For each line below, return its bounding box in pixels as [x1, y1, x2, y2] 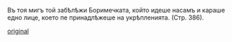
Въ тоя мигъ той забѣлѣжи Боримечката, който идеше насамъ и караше [7, 6, 226, 14]
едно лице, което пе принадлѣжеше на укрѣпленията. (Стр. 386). [7, 13, 205, 22]
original [7, 27, 30, 35]
